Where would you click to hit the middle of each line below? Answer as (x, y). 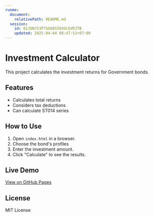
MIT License (18, 210)
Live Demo (22, 170)
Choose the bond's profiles (41, 144)
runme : (12, 10)
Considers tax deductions (39, 105)
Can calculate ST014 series (41, 111)
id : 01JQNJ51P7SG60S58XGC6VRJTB (48, 29)
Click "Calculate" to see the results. (49, 154)
